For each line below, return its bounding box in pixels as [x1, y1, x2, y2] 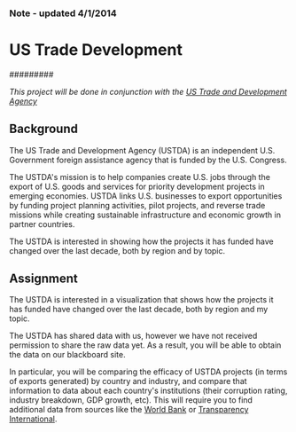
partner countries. [9, 218, 75, 229]
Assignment [9, 271, 78, 287]
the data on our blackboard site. [9, 350, 126, 360]
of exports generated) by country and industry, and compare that [9, 376, 247, 387]
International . [9, 413, 58, 424]
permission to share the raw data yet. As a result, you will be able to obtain [9, 340, 282, 350]
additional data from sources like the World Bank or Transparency [9, 405, 249, 415]
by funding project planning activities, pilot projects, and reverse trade [9, 200, 266, 210]
